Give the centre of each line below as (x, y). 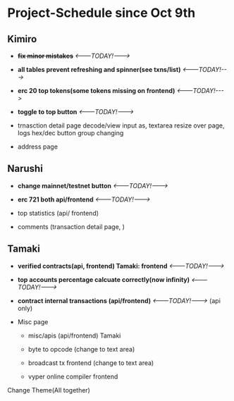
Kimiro (22, 39)
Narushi (25, 169)
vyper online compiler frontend (73, 376)
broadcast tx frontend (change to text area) (91, 363)
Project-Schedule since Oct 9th (101, 13)
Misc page (33, 321)
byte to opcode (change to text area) (81, 349)
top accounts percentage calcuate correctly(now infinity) (104, 279)
